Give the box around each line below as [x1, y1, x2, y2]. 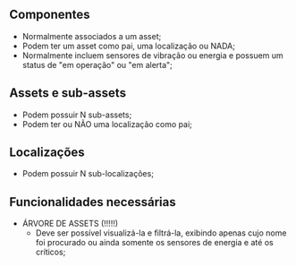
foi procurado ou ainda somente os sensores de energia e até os [35, 237, 275, 248]
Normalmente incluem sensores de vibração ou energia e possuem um [21, 49, 283, 61]
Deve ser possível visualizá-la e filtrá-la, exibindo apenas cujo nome [35, 227, 287, 238]
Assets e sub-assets [9, 85, 127, 101]
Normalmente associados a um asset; [21, 30, 162, 41]
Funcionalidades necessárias [9, 194, 176, 210]
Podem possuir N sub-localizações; [21, 168, 155, 179]
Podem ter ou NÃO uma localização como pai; [21, 118, 192, 129]
